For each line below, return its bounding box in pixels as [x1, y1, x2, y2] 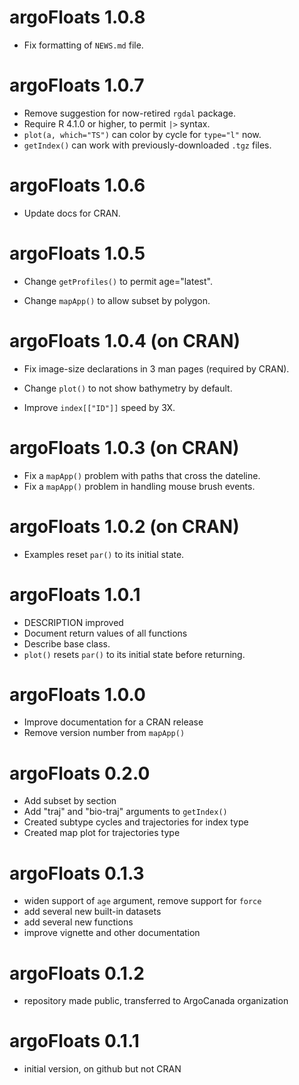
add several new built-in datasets [23, 906, 162, 918]
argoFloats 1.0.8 [9, 6, 146, 29]
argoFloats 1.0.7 [9, 74, 145, 97]
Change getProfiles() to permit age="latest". [23, 275, 213, 287]
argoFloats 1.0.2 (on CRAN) [9, 515, 240, 538]
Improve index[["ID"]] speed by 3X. [23, 401, 176, 413]
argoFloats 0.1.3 [9, 862, 145, 885]
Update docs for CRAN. [23, 207, 121, 219]
